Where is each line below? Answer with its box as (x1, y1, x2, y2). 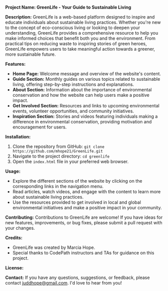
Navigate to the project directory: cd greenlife (12, 153, 110, 159)
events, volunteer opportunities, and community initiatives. (12, 108, 134, 114)
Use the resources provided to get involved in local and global (12, 199, 141, 205)
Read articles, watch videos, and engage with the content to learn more (12, 189, 161, 195)
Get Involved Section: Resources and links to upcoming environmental (12, 103, 159, 108)
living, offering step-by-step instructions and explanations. (12, 81, 134, 87)
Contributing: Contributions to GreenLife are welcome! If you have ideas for (5, 214, 163, 220)
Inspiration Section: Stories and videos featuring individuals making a (12, 113, 158, 119)
